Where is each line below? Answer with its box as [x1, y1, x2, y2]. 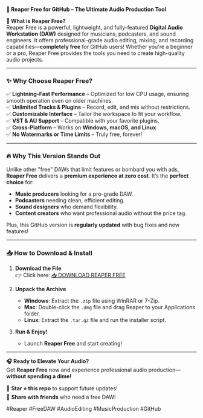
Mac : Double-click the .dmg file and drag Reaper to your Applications [24, 303, 195, 310]
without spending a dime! [6, 372, 72, 380]
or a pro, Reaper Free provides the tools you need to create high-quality [6, 50, 185, 57]
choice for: [6, 178, 34, 185]
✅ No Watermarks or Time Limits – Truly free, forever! [6, 130, 143, 138]
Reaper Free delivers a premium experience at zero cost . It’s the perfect [6, 172, 189, 179]
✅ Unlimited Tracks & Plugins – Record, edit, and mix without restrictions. [6, 103, 190, 111]
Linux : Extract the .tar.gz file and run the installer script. [24, 316, 166, 323]
